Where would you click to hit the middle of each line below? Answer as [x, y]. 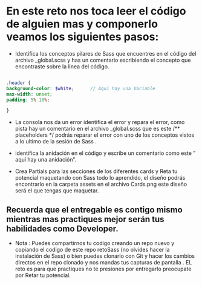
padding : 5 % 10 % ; [28, 100]
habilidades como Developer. [63, 228]
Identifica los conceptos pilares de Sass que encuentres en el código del [106, 53]
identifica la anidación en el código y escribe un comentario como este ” [105, 153]
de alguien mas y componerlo [82, 24]
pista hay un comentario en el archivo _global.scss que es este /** [97, 129]
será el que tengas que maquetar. [57, 191]
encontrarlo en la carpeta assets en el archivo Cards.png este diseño [101, 184]
